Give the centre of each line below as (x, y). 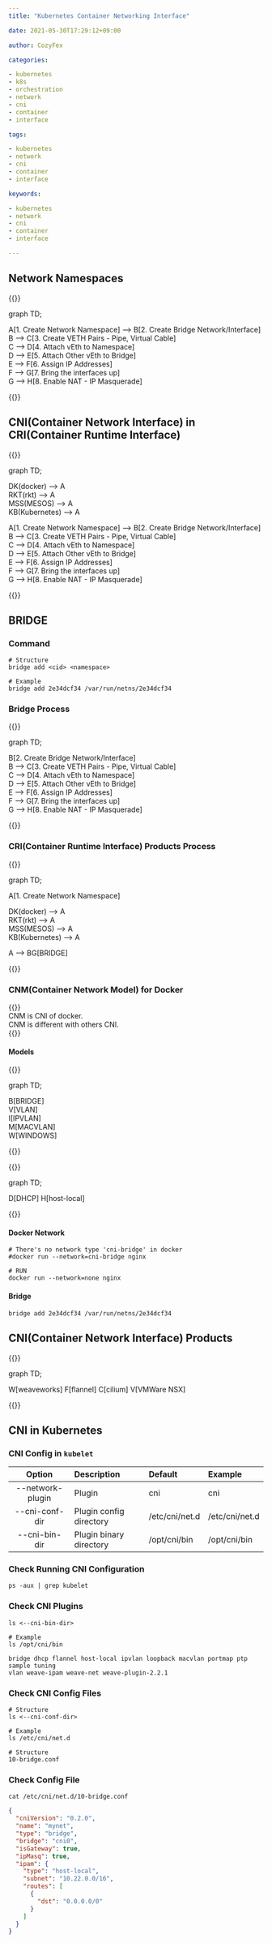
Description (97, 1474)
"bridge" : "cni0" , (47, 1841)
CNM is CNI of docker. (46, 1016)
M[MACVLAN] (32, 1127)
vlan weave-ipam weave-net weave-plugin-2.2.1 (88, 1673)
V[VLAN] (23, 1110)
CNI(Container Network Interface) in (102, 422)
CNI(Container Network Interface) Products (121, 1338)
